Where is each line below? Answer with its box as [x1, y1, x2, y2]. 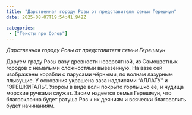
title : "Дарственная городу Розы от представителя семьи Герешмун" [6, 8, 177, 15]
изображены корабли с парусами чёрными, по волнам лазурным [6, 71, 174, 78]
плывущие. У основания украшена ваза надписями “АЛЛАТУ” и [6, 77, 168, 84]
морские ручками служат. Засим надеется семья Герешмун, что [6, 90, 172, 97]
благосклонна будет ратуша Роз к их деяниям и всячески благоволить [6, 96, 187, 103]
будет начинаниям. [6, 102, 55, 110]
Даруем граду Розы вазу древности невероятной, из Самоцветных [6, 58, 178, 65]
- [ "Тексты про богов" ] [8, 30, 68, 36]
